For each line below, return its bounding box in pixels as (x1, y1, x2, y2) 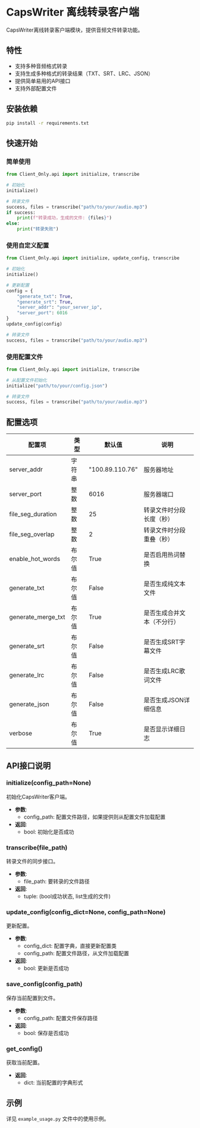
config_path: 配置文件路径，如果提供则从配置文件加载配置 (23, 813, 165, 820)
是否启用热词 (143, 551, 180, 559)
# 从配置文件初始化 (6, 377, 48, 383)
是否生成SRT (143, 638, 180, 646)
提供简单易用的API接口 (14, 77, 71, 84)
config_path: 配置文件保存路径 (23, 1014, 98, 1021)
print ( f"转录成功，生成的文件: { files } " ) (17, 215, 112, 221)
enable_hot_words (9, 555, 61, 563)
